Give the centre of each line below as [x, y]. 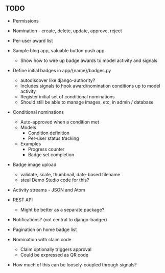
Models [28, 127]
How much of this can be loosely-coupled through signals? [75, 265]
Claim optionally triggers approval [56, 249]
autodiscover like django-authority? [58, 80]
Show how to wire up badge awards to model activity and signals [89, 60]
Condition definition [49, 133]
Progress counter [46, 149]
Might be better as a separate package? [62, 209]
